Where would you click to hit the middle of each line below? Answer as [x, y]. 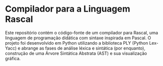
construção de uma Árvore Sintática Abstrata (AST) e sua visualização [76, 53]
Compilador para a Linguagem [68, 9]
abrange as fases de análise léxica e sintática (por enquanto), [83, 48]
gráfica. [13, 58]
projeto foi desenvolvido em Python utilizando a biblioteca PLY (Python [77, 43]
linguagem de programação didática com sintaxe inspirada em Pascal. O [78, 38]
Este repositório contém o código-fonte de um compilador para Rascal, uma [81, 33]
